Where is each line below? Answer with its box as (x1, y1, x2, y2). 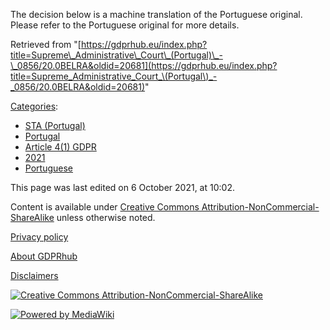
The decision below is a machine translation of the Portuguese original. (10, 9, 303, 20)
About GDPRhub (10, 250, 78, 262)
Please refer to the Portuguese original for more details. (10, 19, 240, 31)
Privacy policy (10, 231, 69, 243)
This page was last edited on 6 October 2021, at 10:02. (10, 182, 235, 193)
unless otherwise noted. (56, 212, 156, 223)
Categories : (10, 100, 59, 112)
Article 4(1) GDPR (24, 141, 97, 153)
